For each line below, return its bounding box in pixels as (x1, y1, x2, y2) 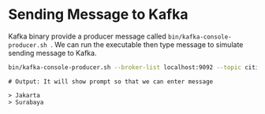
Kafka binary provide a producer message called (8, 31, 167, 41)
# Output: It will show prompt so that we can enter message (8, 77, 214, 86)
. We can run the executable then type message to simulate (50, 39, 244, 49)
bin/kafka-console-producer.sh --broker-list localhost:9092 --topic (8, 63, 242, 72)
